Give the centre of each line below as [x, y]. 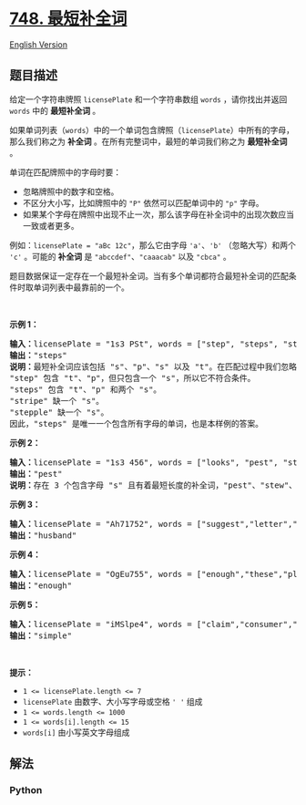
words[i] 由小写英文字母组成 [76, 732]
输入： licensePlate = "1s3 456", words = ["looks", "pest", [144, 462]
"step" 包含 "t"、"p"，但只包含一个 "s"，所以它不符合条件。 [133, 378]
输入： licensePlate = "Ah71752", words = [101, 524]
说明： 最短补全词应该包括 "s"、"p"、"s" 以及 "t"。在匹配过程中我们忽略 [153, 366]
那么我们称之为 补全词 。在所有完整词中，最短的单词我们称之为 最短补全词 [148, 141]
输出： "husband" [43, 535]
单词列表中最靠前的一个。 [81, 287]
